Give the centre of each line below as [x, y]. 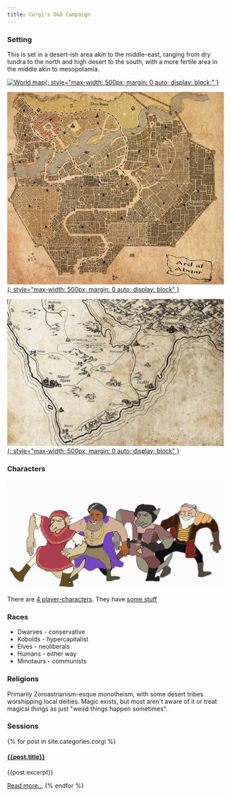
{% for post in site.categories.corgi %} [62, 741]
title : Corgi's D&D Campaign [49, 14]
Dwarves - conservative [51, 632]
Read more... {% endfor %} [46, 786]
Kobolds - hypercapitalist [53, 639]
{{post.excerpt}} [30, 773]
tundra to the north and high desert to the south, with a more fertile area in [112, 61]
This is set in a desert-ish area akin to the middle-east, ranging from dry [109, 54]
